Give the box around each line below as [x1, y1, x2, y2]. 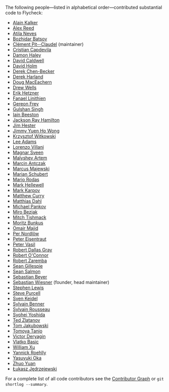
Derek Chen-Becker [12, 68, 55, 74]
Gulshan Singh [12, 106, 44, 112]
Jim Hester [12, 122, 36, 128]
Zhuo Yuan [12, 360, 36, 366]
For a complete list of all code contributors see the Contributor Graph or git [5, 376, 164, 381]
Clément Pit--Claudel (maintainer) [12, 41, 84, 47]
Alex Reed [12, 25, 34, 31]
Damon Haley [12, 52, 42, 58]
